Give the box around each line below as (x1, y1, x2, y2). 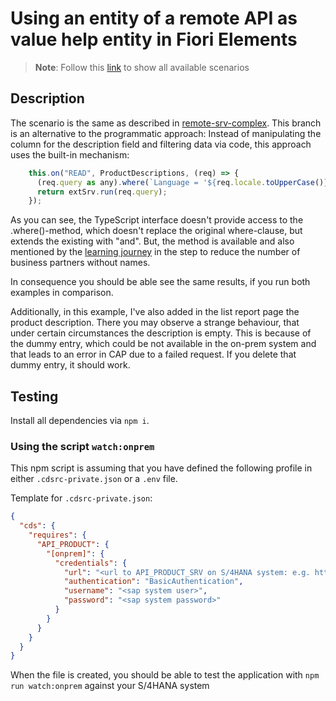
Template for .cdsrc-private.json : (10, 492, 153, 504)
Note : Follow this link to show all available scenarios (34, 61, 250, 73)
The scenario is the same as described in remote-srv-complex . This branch (10, 117, 322, 129)
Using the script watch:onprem (10, 439, 155, 453)
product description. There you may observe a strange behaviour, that (10, 317, 300, 329)
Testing (10, 388, 59, 405)
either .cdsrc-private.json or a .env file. (10, 473, 178, 485)
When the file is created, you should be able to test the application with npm (10, 669, 320, 681)
